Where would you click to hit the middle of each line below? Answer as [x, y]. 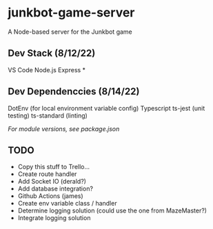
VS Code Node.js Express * [47, 69]
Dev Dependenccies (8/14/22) [74, 92]
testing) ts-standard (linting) [48, 116]
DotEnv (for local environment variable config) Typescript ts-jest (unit [106, 108]
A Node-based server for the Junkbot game [70, 32]
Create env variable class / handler [67, 204]
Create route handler [47, 174]
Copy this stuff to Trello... [54, 167]
